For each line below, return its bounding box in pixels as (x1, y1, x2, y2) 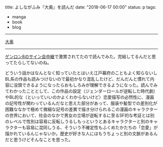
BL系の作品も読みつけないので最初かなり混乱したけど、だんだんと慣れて (5, 76, 150, 82)
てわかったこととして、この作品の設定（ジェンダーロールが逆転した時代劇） (5, 88, 158, 94)
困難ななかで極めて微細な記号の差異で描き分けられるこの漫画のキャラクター (5, 106, 158, 112)
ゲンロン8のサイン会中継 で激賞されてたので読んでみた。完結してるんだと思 (5, 54, 156, 59)
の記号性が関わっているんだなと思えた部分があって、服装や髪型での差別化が (5, 100, 158, 106)
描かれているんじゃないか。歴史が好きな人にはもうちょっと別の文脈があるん (5, 131, 158, 136)
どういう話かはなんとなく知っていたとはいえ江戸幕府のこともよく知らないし (5, 70, 158, 76)
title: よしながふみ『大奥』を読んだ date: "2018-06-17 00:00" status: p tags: (5, 4, 157, 10)
